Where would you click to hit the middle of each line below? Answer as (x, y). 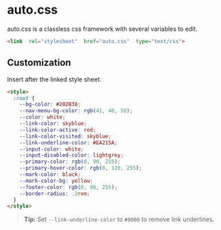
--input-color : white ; (52, 149)
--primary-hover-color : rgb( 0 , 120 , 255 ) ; (81, 168)
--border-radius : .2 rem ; (55, 194)
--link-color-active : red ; (58, 130)
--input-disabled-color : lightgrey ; (72, 155)
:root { (24, 98)
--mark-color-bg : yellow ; (56, 181)
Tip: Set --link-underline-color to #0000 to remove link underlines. (119, 219)
